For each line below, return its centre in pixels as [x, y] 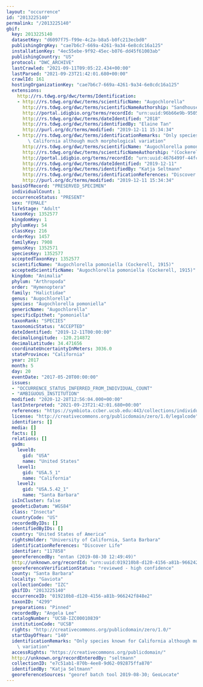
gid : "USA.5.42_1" [45, 489]
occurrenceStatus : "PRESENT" [48, 197]
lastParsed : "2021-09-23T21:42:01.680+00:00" [70, 74]
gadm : [19, 445]
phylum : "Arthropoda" [39, 282]
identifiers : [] [32, 422]
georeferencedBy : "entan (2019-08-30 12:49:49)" [74, 556]
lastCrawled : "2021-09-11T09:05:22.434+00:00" [71, 68]
